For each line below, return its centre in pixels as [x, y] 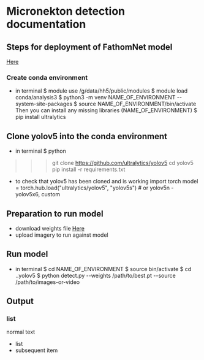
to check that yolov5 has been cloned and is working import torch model [107, 182]
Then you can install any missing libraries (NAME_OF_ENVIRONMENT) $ [106, 110]
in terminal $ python [40, 151]
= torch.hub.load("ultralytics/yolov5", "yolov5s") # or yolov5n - [94, 188]
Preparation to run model [55, 214]
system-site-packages [43, 104]
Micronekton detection [66, 11]
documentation [46, 24]
